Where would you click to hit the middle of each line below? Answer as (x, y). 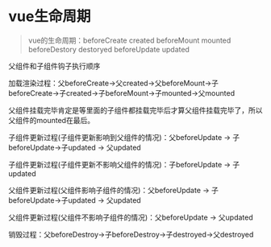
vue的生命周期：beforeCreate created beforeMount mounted (129, 40)
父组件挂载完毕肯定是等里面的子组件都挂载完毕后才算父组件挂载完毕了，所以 (135, 110)
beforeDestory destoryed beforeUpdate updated (108, 49)
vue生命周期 (50, 16)
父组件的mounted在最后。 (52, 120)
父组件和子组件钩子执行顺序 (54, 66)
